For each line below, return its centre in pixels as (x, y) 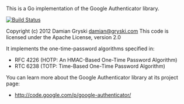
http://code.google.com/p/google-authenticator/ (73, 95)
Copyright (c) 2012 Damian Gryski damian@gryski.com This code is (87, 31)
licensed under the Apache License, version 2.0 (64, 37)
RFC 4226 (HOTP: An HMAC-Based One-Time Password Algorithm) (96, 60)
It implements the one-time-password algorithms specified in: (80, 48)
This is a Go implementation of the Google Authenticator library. (83, 8)
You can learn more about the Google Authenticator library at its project (92, 77)
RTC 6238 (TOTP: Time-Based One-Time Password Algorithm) (90, 66)
